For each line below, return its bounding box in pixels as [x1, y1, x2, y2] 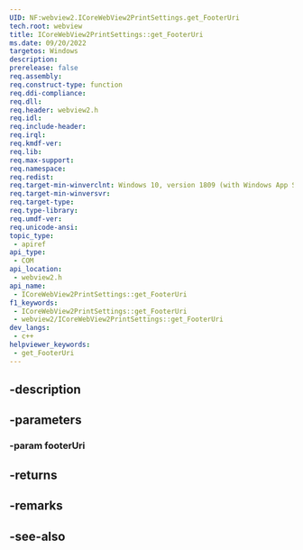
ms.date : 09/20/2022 [9, 38, 87, 48]
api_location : [9, 265, 63, 274]
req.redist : [9, 172, 54, 181]
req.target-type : [9, 197, 75, 207]
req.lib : [9, 147, 42, 156]
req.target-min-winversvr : [9, 189, 111, 198]
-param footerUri [9, 439, 86, 452]
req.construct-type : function [9, 80, 124, 89]
